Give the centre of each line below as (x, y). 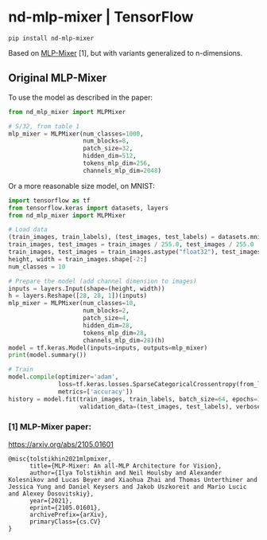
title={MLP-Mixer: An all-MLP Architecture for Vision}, (126, 466)
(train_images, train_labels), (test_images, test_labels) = (112, 237)
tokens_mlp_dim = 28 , (115, 333)
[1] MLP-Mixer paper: (50, 427)
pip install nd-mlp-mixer (51, 38)
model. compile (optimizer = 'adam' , (64, 377)
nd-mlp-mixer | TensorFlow (101, 17)
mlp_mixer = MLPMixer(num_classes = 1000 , (76, 134)
